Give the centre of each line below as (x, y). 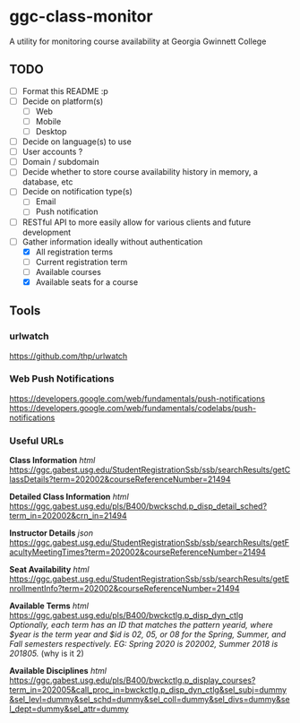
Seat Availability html (49, 570)
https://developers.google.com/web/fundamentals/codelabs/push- (133, 408)
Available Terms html (49, 606)
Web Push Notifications (62, 379)
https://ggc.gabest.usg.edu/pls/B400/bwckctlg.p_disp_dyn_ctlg (126, 615)
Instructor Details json (51, 533)
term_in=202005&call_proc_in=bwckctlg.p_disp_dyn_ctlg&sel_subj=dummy (148, 690)
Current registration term (81, 262)
